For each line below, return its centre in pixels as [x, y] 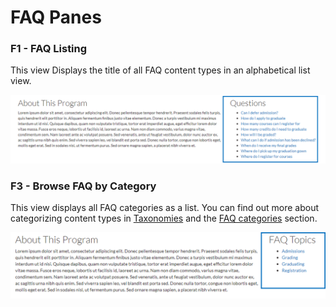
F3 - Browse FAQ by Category [83, 186]
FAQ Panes [56, 17]
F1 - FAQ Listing [49, 49]
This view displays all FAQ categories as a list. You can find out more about [165, 208]
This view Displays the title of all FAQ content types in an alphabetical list [160, 70]
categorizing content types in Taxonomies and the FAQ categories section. [164, 218]
